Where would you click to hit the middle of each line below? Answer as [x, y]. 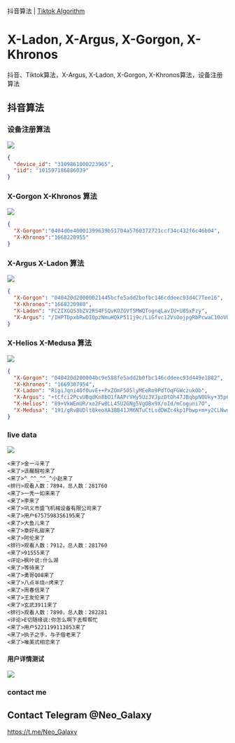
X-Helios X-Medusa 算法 [50, 343]
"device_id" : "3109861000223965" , [64, 164]
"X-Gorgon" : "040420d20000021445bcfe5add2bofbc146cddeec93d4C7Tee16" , [119, 298]
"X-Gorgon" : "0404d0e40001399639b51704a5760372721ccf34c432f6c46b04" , [117, 231]
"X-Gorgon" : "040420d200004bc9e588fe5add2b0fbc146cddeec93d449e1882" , [119, 377]
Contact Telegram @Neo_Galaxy [80, 715]
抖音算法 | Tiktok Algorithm [46, 11]
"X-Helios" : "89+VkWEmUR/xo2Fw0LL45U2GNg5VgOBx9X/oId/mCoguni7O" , [112, 404]
